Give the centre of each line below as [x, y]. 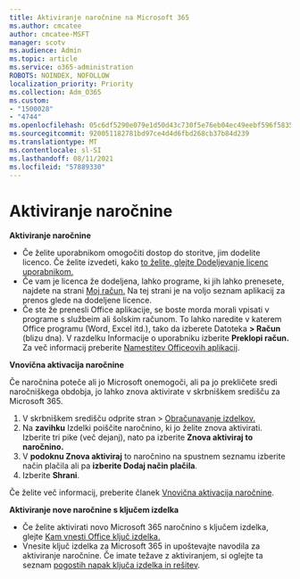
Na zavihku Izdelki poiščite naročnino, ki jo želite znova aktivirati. [142, 428]
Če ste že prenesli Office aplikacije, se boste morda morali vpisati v [146, 310]
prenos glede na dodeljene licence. [87, 301]
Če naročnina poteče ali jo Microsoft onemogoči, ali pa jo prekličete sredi [144, 382]
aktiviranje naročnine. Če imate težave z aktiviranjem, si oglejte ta [142, 556]
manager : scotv [37, 42]
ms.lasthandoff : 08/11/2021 [62, 158]
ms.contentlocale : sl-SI [55, 150]
